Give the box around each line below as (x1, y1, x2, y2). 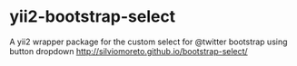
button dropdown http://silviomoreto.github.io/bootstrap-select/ (9, 45, 248, 56)
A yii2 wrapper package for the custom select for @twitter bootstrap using (9, 36, 288, 47)
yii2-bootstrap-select (9, 6, 176, 27)
